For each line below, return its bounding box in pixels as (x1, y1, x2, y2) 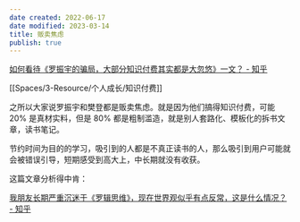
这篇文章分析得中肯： (9, 174, 87, 184)
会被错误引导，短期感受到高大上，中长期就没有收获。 (9, 154, 205, 166)
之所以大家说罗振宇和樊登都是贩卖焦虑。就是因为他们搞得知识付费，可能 (9, 102, 275, 113)
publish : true (9, 38, 62, 47)
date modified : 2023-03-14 (9, 21, 110, 30)
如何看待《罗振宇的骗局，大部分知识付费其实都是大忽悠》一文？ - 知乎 (9, 64, 268, 74)
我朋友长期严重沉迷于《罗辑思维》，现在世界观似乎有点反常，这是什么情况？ (9, 192, 287, 203)
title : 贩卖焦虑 (9, 30, 64, 38)
